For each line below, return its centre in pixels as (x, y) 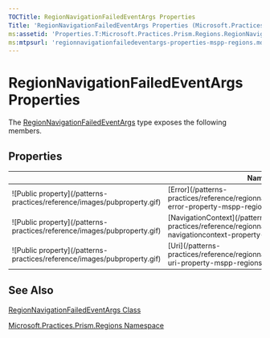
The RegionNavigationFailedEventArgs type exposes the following (117, 122)
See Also (31, 290)
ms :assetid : (28, 34)
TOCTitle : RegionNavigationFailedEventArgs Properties (102, 17)
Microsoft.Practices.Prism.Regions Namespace (86, 325)
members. (25, 131)
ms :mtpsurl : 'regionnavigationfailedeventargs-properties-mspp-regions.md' (138, 43)
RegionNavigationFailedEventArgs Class (75, 310)
